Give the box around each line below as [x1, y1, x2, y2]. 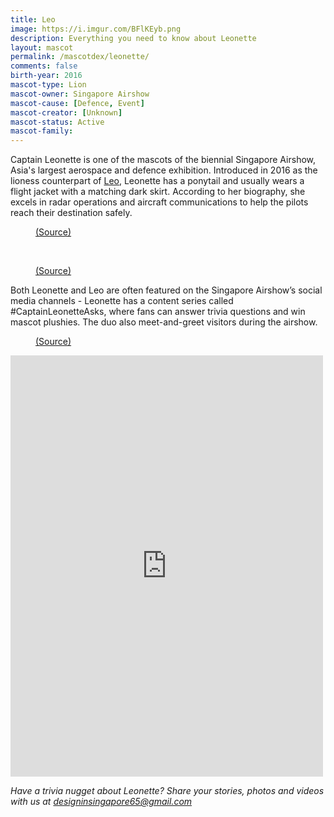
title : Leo [10, 14, 56, 25]
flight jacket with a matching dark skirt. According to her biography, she [10, 186, 306, 198]
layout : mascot [10, 42, 74, 53]
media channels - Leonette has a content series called [10, 295, 234, 307]
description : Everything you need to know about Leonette [10, 33, 257, 43]
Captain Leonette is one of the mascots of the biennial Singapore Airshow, [10, 154, 317, 166]
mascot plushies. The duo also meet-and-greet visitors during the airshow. [10, 316, 318, 328]
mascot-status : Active [10, 117, 105, 127]
